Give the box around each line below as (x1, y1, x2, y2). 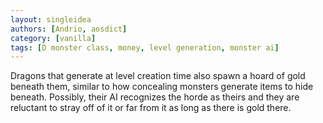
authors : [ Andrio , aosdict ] (10, 24, 128, 34)
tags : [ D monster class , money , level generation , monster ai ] (10, 42, 280, 53)
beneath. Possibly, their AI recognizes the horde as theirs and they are (10, 91, 300, 103)
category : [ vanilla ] (10, 33, 97, 43)
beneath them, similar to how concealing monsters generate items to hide (10, 81, 314, 93)
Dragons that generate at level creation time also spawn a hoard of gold (10, 70, 306, 82)
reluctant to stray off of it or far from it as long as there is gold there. (10, 102, 292, 114)
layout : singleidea (10, 14, 92, 25)
